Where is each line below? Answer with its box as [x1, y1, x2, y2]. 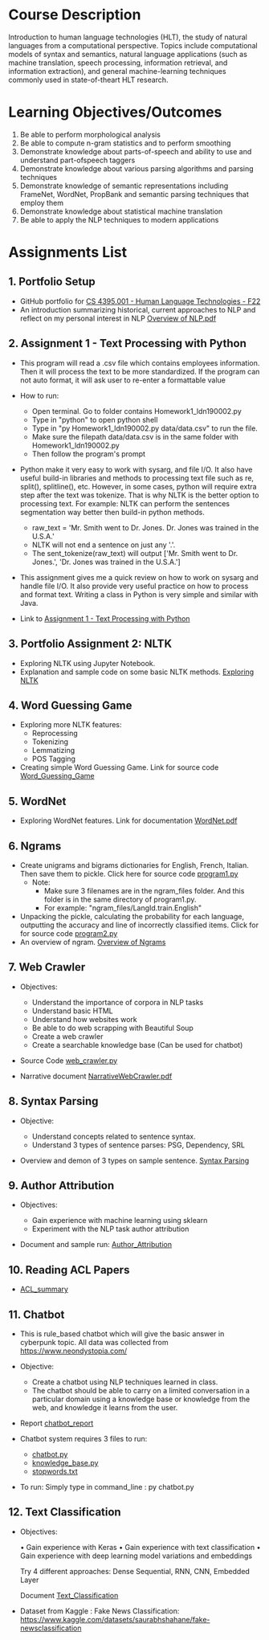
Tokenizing [31, 737, 69, 746]
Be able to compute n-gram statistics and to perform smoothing [19, 138, 231, 148]
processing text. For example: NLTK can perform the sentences [19, 498, 230, 508]
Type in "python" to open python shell [31, 415, 158, 424]
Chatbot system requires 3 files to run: [19, 1434, 148, 1443]
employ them [19, 198, 64, 207]
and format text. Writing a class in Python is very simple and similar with [19, 589, 259, 599]
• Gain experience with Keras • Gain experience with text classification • [19, 1542, 261, 1552]
